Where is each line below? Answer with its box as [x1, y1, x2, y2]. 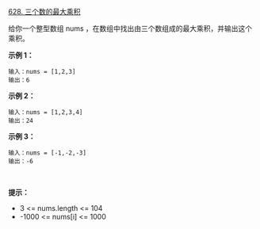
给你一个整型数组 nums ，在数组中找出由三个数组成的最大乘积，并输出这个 [8, 24, 253, 33]
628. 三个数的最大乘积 [8, 7, 81, 16]
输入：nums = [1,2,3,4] [8, 109, 83, 116]
